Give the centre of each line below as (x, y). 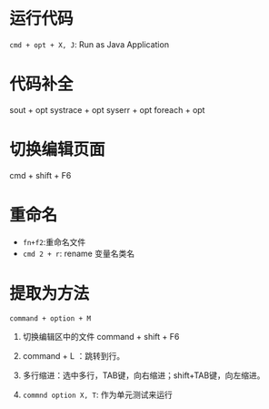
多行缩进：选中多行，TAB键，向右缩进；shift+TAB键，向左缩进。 (144, 375)
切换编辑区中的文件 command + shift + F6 (101, 336)
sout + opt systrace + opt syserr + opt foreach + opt (107, 109)
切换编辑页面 (58, 150)
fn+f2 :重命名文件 (54, 241)
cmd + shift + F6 (40, 175)
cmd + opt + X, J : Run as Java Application (90, 44)
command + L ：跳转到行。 (74, 355)
